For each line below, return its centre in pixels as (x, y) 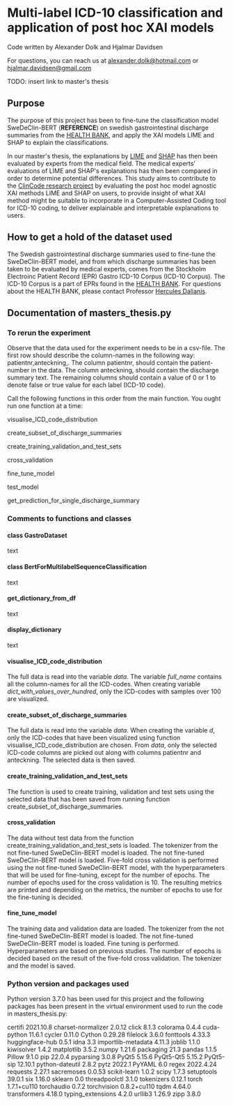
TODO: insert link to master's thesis (58, 81)
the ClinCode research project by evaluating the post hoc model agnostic (112, 186)
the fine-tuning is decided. (45, 897)
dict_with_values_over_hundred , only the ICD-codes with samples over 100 (114, 691)
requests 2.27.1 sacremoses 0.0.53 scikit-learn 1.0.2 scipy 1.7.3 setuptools (112, 1072)
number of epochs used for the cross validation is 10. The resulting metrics (114, 882)
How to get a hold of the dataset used (90, 238)
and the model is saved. (41, 965)
